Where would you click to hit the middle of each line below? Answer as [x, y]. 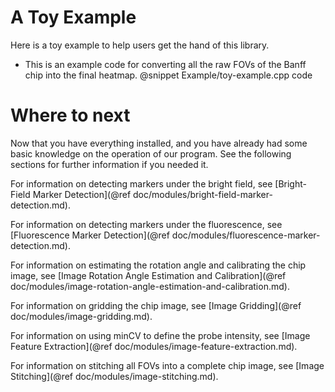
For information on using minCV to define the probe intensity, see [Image [160, 335]
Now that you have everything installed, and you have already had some [159, 143]
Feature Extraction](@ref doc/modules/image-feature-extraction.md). [154, 346]
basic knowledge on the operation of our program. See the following [151, 153]
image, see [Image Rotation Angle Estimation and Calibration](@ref [148, 275]
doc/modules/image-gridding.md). [81, 316]
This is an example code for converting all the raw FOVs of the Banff [165, 64]
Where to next [70, 115]
